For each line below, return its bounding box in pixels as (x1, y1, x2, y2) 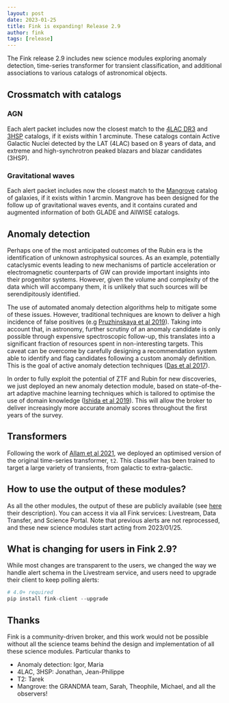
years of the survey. (7, 411, 64, 419)
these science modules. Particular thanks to (7, 647, 131, 655)
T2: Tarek (16, 675, 44, 683)
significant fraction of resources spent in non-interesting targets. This (7, 340, 204, 348)
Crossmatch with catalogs (7, 88, 122, 100)
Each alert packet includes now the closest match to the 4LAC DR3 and (7, 125, 208, 133)
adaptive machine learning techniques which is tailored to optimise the (16, 389, 215, 397)
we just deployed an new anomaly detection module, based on (7, 381, 183, 390)
